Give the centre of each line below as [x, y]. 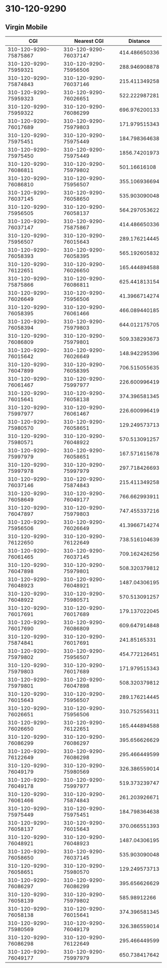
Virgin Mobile [26, 27]
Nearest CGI [89, 41]
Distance [139, 41]
